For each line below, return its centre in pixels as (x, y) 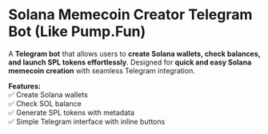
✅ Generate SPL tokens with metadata (71, 112)
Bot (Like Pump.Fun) (77, 32)
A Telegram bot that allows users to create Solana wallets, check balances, (134, 53)
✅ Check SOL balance (45, 103)
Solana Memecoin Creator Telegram (130, 15)
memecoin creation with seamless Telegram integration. (102, 70)
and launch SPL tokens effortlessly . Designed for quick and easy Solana (130, 62)
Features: (25, 86)
